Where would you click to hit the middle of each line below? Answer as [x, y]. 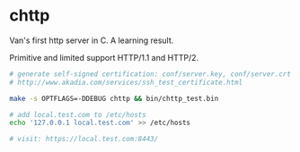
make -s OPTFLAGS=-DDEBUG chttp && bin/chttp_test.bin [114, 98]
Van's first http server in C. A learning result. [92, 40]
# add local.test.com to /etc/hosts [78, 114]
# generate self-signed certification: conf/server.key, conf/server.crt [150, 74]
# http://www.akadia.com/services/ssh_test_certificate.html [126, 82]
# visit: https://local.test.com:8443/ [84, 139]
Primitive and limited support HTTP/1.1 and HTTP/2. [104, 57]
